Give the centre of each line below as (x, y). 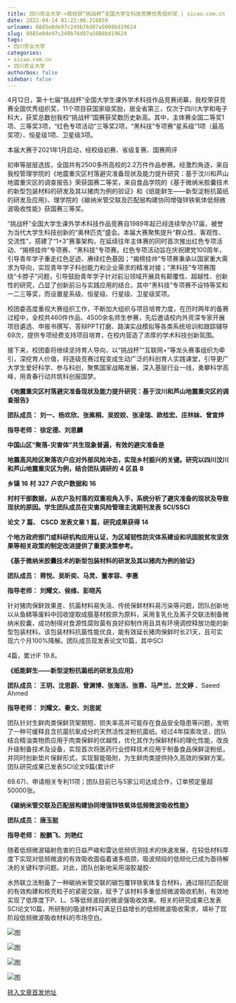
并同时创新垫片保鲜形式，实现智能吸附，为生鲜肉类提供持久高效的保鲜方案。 (118, 758)
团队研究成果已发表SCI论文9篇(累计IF (61, 767)
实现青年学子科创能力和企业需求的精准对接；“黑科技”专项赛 (124, 268)
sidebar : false (29, 79)
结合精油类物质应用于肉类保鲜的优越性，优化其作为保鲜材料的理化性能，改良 (118, 740)
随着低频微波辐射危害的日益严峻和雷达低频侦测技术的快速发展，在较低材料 (115, 850)
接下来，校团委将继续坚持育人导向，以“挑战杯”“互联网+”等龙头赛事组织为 (113, 350)
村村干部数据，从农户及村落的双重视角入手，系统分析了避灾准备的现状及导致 (118, 499)
